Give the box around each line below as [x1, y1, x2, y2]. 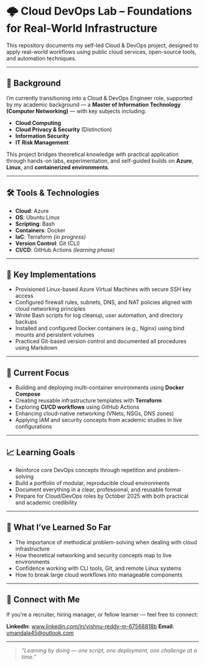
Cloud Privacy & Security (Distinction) [15, 125, 112, 133]
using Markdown [15, 344, 58, 352]
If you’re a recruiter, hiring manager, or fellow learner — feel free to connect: [6, 610, 198, 618]
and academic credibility [15, 499, 77, 506]
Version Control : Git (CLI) [15, 239, 81, 247]
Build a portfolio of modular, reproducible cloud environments [15, 479, 170, 486]
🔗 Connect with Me [6, 594, 81, 605]
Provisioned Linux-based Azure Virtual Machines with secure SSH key [15, 286, 192, 293]
